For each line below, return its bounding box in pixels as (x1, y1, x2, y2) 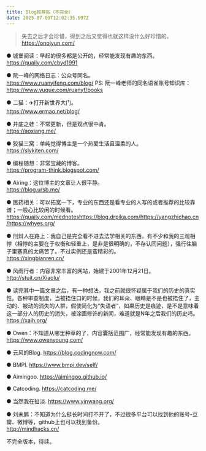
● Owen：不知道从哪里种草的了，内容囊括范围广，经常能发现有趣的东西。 (6, 329, 194, 336)
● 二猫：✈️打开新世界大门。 (6, 99, 77, 106)
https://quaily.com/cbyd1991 (6, 59, 78, 66)
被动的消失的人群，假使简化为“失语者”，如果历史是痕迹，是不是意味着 (22, 302, 199, 309)
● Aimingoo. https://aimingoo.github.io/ (6, 372, 107, 380)
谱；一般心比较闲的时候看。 (6, 206, 77, 214)
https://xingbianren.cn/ (6, 254, 64, 261)
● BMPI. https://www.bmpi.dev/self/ (6, 361, 98, 368)
